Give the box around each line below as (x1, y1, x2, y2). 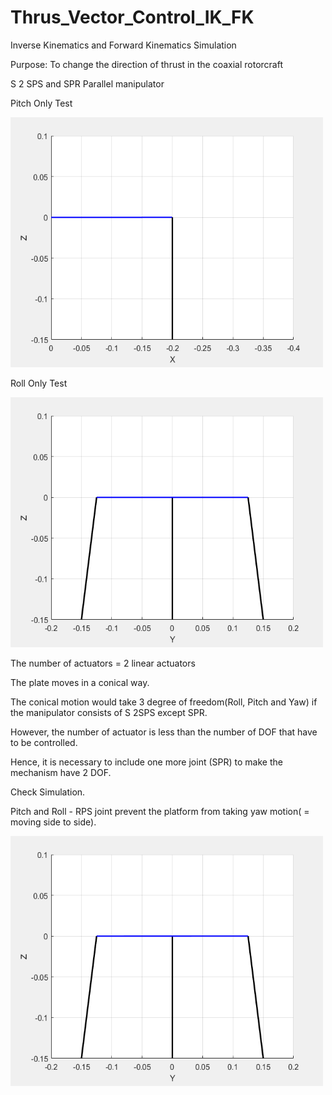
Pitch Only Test (10, 97, 73, 109)
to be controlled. (10, 736, 78, 748)
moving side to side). (10, 816, 97, 828)
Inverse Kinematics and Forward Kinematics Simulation (10, 39, 237, 51)
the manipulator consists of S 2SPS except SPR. (10, 706, 208, 718)
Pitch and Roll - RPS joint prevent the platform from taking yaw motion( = (10, 805, 310, 817)
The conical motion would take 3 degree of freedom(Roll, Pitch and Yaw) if (10, 696, 318, 708)
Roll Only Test (10, 377, 68, 389)
